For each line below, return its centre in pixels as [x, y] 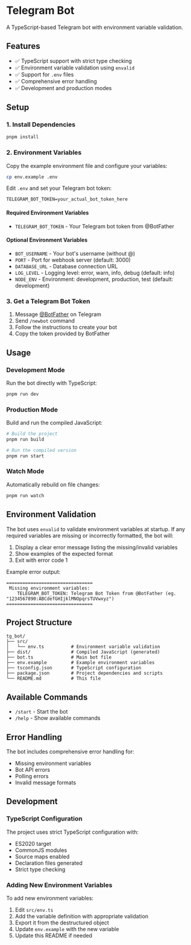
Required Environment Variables [48, 213]
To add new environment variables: [50, 898]
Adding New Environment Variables [59, 885]
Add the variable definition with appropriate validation [82, 916]
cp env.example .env [32, 177]
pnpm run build [25, 439]
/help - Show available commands [58, 718]
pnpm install [23, 137]
